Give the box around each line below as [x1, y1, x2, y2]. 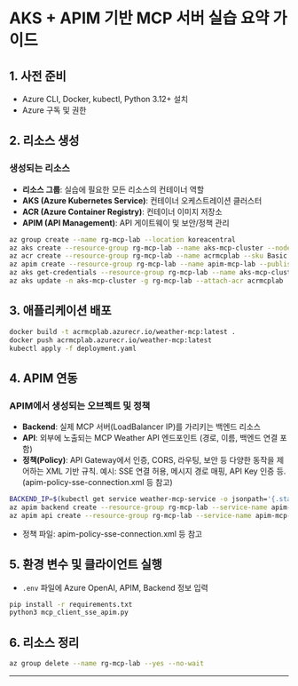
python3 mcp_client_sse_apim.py [9, 608, 129, 618]
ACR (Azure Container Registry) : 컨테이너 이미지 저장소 [21, 206, 223, 217]
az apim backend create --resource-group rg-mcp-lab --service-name [9, 503, 268, 512]
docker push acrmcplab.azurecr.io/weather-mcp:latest [9, 335, 213, 345]
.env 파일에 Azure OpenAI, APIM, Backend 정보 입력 [21, 582, 208, 593]
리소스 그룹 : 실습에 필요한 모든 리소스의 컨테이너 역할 [21, 184, 205, 195]
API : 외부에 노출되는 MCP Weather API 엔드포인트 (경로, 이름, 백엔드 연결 [21, 433, 278, 443]
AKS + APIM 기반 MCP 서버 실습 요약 [9, 8, 270, 28]
